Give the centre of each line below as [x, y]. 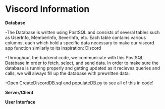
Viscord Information [47, 9]
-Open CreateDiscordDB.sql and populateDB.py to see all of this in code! [79, 83]
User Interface [20, 102]
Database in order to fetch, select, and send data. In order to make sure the [82, 63]
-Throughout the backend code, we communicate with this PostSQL [74, 57]
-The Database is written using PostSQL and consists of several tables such [82, 32]
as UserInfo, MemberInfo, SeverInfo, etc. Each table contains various [76, 37]
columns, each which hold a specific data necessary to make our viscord [80, 42]
